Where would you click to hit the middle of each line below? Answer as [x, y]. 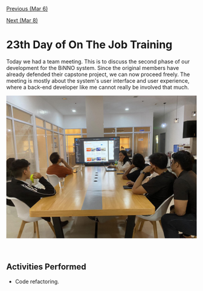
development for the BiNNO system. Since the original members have [93, 68]
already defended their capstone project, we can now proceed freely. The [98, 74]
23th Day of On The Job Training [89, 45]
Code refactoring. [37, 281]
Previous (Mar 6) [27, 9]
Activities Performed [46, 267]
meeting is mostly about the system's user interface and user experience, [98, 80]
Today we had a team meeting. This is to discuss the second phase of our [98, 61]
